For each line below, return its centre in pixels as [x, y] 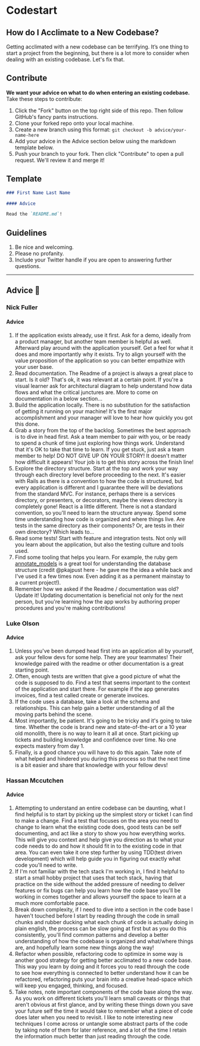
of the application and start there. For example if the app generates [97, 689]
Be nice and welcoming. [44, 247]
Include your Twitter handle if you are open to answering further [93, 260]
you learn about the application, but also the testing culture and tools [99, 544]
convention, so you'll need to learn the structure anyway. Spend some [101, 513]
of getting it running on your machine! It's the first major [83, 411]
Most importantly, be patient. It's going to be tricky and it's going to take [103, 721]
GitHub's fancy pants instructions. [57, 116]
